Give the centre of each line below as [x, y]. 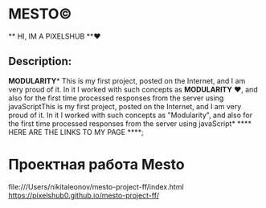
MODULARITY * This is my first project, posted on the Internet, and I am [127, 80]
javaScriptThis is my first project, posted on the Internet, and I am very [125, 106]
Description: [40, 61]
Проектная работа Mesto [96, 164]
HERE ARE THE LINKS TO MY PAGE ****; [76, 132]
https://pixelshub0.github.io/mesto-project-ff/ [84, 195]
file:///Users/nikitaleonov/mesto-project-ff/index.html [96, 186]
